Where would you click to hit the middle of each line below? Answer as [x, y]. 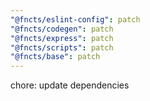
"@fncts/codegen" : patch [62, 29]
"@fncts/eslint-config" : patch [75, 19]
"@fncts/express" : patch [62, 38]
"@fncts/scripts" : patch [62, 47]
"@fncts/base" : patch [55, 57]
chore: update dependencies [70, 85]
